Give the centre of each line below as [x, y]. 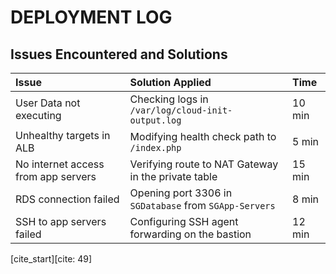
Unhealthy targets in [63, 135]
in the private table [173, 176]
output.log [155, 120]
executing [38, 115]
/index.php [155, 147]
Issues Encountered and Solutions [119, 54]
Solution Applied [170, 82]
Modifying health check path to [203, 136]
